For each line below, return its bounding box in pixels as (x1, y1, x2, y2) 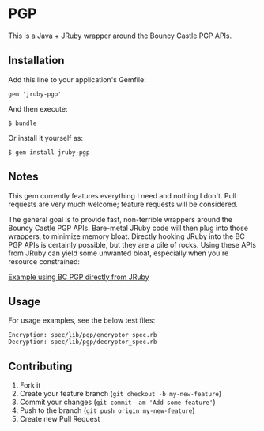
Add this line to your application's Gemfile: (8, 74, 146, 84)
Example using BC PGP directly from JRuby (8, 272, 149, 282)
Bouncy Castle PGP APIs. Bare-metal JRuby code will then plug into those (8, 223, 249, 233)
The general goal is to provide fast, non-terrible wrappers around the (8, 214, 233, 224)
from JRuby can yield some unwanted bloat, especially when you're (8, 248, 229, 258)
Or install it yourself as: (8, 133, 83, 142)
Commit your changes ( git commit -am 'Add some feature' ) (19, 397, 216, 407)
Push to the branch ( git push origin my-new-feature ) (19, 406, 195, 415)
